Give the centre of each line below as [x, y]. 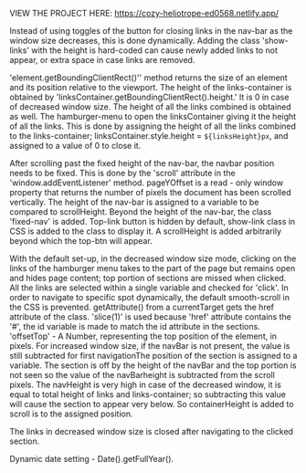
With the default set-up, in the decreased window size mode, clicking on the [153, 258]
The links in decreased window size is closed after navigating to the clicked [152, 431]
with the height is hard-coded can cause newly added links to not [155, 50]
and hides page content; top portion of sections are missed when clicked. [148, 278]
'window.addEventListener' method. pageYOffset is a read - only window [147, 183]
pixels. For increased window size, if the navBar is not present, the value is [150, 346]
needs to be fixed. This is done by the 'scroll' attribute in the [122, 173]
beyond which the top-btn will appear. [81, 241]
